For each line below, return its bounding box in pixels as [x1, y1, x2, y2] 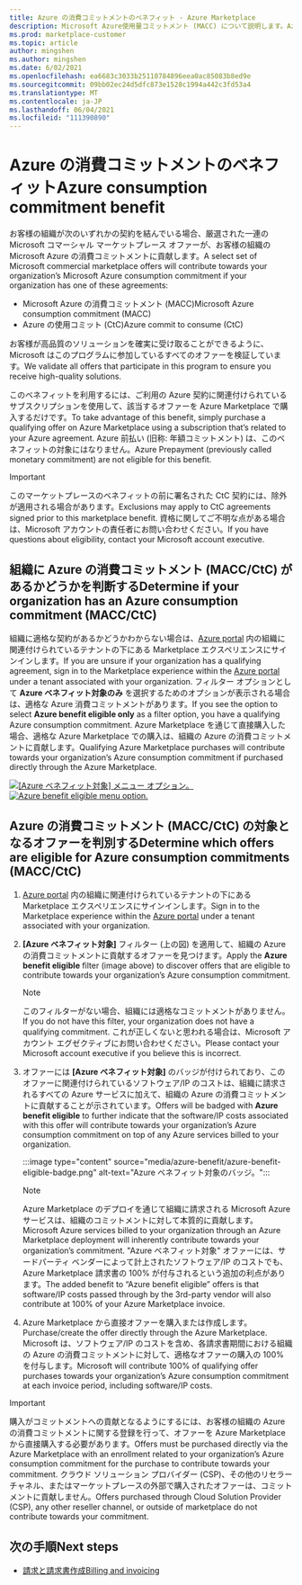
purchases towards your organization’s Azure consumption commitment [22, 1370, 289, 1381]
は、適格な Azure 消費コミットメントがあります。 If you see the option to [9, 698, 279, 709]
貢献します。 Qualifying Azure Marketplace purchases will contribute [32, 741, 286, 752]
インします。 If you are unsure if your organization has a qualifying [16, 655, 262, 666]
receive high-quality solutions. [9, 371, 122, 382]
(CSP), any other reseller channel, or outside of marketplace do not [9, 1501, 258, 1512]
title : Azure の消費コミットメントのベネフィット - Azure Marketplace [9, 13, 256, 22]
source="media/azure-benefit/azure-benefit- [113, 1156, 281, 1167]
